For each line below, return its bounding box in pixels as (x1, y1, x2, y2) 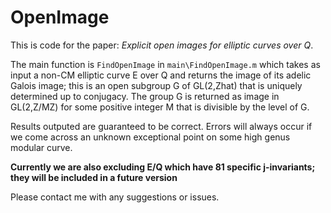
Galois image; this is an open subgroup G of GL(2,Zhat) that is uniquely (10, 79, 303, 91)
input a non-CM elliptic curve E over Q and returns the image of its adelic (10, 69, 312, 81)
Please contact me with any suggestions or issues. (10, 191, 220, 203)
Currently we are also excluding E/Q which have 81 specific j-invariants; (10, 161, 316, 173)
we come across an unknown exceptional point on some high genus (10, 131, 291, 143)
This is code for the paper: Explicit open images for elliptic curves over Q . (10, 39, 314, 51)
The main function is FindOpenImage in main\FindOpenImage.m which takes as (10, 58, 321, 70)
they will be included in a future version (10, 171, 178, 183)
